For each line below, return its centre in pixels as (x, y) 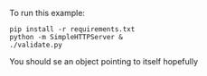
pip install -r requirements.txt (72, 30)
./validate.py (36, 45)
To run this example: (47, 13)
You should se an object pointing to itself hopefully (104, 61)
